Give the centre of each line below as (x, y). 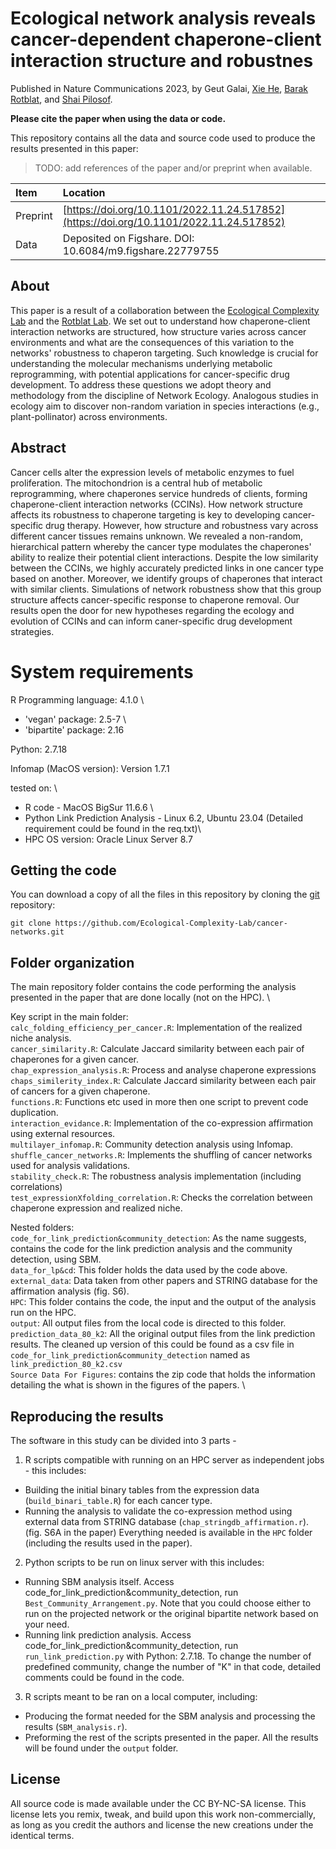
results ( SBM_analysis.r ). (76, 1726)
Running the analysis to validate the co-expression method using (158, 1511)
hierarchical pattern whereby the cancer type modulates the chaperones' (161, 546)
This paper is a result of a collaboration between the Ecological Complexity (165, 310)
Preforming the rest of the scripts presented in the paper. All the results (171, 1737)
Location (84, 192)
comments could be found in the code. (104, 1677)
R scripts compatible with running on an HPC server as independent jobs (174, 1459)
